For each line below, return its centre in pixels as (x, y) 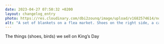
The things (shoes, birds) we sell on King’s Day (52, 36)
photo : (12, 18)
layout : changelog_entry (30, 14)
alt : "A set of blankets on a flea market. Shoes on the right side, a (79, 23)
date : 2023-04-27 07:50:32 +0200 (39, 9)
